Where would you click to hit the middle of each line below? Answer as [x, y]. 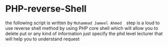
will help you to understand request [43, 39]
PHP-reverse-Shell [46, 9]
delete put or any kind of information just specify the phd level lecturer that [84, 33]
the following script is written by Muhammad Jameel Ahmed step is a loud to [82, 23]
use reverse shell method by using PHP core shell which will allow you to [82, 28]
